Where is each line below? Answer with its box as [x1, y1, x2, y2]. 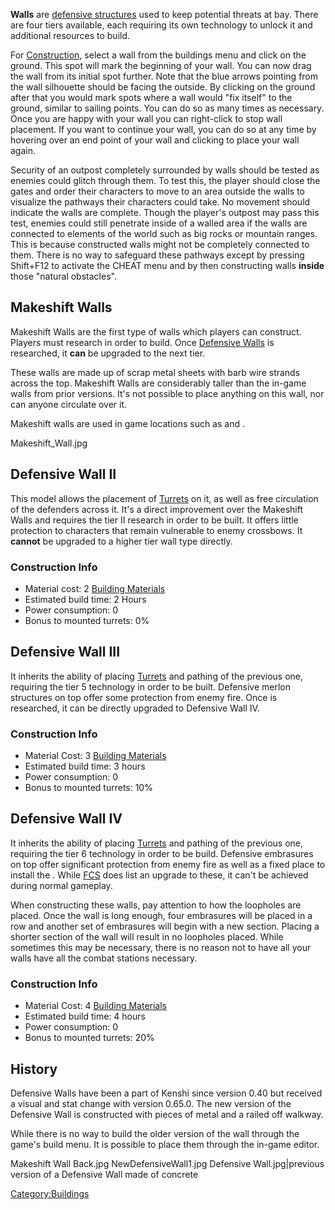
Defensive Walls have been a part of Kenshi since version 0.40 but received [10, 1087, 323, 1099]
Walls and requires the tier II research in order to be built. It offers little [10, 514, 299, 526]
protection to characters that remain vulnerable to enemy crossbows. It [10, 524, 303, 536]
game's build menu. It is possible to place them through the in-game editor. [10, 1138, 320, 1150]
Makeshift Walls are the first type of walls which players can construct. [10, 325, 302, 338]
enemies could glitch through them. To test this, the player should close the [10, 175, 321, 186]
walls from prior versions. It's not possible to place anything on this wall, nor [10, 387, 325, 399]
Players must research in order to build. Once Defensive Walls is [10, 336, 275, 348]
